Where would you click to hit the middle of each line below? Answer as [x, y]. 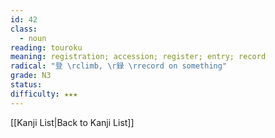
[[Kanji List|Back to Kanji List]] [72, 122]
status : [26, 85]
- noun [33, 38]
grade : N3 [31, 76]
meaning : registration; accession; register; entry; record [138, 57]
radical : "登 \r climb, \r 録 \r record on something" [119, 66]
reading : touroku [46, 47]
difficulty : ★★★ [44, 94]
